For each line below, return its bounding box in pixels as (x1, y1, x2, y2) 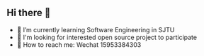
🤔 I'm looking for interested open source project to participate (16, 33, 198, 41)
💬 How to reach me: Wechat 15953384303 (16, 40, 142, 49)
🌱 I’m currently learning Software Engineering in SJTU (16, 25, 175, 34)
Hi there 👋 (6, 7, 51, 19)
